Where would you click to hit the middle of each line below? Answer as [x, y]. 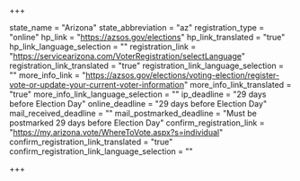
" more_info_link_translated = [238, 85]
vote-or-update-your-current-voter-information [97, 85]
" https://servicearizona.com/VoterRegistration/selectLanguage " [127, 56]
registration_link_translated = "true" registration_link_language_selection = [147, 65]
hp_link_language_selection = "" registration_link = [103, 47]
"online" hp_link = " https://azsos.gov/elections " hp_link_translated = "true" [147, 37]
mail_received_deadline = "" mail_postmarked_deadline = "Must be [133, 113]
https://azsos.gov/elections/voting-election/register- [182, 75]
